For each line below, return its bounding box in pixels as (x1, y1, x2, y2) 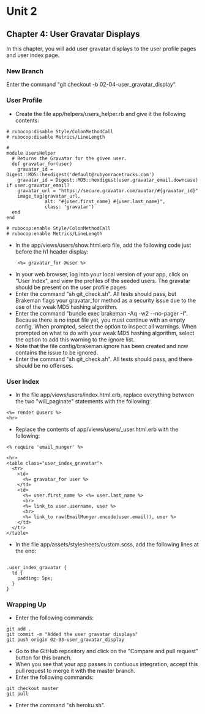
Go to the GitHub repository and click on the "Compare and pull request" (15, 648, 199, 655)
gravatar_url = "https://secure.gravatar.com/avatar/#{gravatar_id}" (17, 187, 199, 194)
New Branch (6, 66, 44, 75)
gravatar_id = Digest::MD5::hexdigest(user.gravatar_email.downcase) (17, 177, 199, 183)
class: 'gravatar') (45, 204, 95, 210)
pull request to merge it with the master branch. (15, 667, 136, 675)
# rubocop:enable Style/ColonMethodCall (6, 225, 111, 231)
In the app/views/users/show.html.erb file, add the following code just (15, 241, 192, 249)
